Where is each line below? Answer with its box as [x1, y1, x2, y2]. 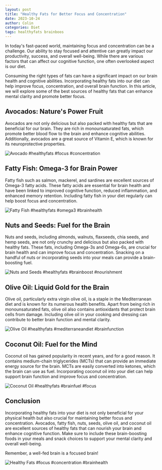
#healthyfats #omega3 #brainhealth [31, 207, 103, 213]
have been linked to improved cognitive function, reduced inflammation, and [5, 188, 158, 193]
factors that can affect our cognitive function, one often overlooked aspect [5, 59, 154, 64]
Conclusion [5, 397, 41, 405]
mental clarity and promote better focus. [5, 94, 86, 99]
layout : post [5, 7, 32, 12]
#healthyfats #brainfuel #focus [34, 383, 97, 389]
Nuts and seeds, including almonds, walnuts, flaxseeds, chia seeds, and [5, 234, 149, 240]
